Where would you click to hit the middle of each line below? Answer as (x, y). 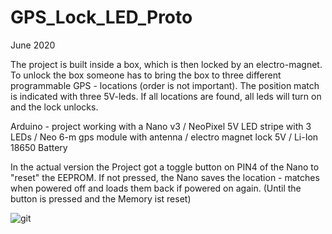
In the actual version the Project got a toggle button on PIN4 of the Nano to (165, 167)
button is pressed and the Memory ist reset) (101, 198)
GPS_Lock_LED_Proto (101, 17)
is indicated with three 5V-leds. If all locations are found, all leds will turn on (166, 96)
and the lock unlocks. (54, 107)
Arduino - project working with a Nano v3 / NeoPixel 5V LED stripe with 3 (161, 126)
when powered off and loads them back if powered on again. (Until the (156, 188)
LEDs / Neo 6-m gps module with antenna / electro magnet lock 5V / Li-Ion (164, 137)
